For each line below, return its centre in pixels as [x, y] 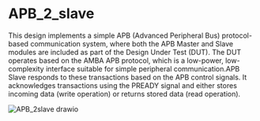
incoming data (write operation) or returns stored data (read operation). [124, 93]
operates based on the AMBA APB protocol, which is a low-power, [116, 60]
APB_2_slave [51, 14]
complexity [26, 68]
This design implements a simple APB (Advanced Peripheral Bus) [114, 35]
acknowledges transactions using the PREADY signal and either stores [122, 85]
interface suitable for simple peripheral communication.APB [143, 68]
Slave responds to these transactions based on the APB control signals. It [128, 77]
